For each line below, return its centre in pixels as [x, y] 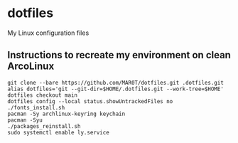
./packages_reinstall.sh [44, 126]
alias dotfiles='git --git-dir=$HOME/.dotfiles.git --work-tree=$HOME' [115, 89]
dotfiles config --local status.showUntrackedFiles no [90, 101]
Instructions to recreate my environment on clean [119, 55]
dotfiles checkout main [43, 95]
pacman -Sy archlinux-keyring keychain [66, 114]
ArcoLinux [31, 67]
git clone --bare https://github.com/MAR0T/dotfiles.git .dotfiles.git [115, 83]
